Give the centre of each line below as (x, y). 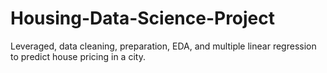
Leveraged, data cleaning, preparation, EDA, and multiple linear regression (163, 46)
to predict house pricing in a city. (78, 56)
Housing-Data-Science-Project (143, 18)
